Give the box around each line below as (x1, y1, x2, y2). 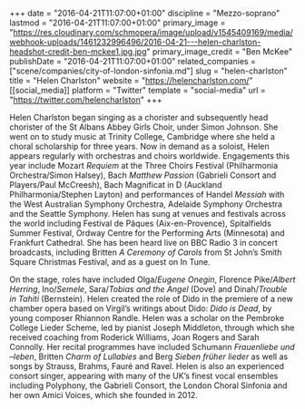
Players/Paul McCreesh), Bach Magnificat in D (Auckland (9, 180, 222, 190)
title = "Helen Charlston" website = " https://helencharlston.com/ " (9, 75, 253, 85)
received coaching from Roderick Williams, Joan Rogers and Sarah (9, 332, 260, 343)
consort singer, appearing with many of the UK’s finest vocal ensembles (9, 371, 279, 381)
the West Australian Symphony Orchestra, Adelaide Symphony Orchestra (9, 199, 283, 209)
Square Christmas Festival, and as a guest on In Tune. (9, 257, 211, 267)
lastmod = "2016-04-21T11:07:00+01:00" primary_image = (9, 17, 226, 28)
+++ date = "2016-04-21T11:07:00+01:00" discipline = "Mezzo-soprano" (9, 8, 280, 18)
